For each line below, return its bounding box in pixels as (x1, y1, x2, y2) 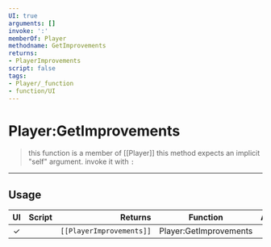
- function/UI (8, 86, 56, 95)
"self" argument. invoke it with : (27, 157, 135, 166)
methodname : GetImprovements (8, 42, 106, 50)
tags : (8, 72, 27, 80)
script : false (8, 65, 56, 73)
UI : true (8, 11, 38, 20)
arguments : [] (8, 19, 56, 27)
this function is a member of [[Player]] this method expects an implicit (27, 149, 261, 158)
